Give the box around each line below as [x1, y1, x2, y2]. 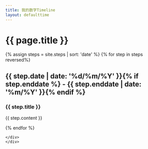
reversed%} [5, 57, 31, 63]
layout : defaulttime [5, 12, 50, 17]
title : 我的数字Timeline [5, 7, 55, 13]
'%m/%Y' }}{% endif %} [5, 88, 86, 97]
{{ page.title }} [5, 34, 69, 46]
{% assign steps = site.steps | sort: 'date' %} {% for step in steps [5, 51, 143, 58]
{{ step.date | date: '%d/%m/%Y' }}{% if [5, 71, 139, 80]
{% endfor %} [5, 125, 35, 131]
